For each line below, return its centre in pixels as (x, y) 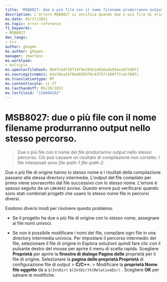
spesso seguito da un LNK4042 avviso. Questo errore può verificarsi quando (82, 188)
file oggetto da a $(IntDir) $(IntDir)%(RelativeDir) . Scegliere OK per (86, 270)
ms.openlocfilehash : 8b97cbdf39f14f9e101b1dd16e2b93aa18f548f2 (72, 70)
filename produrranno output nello (78, 128)
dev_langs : (16, 38)
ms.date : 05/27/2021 (27, 19)
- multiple (16, 65)
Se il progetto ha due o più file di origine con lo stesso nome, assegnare (86, 218)
